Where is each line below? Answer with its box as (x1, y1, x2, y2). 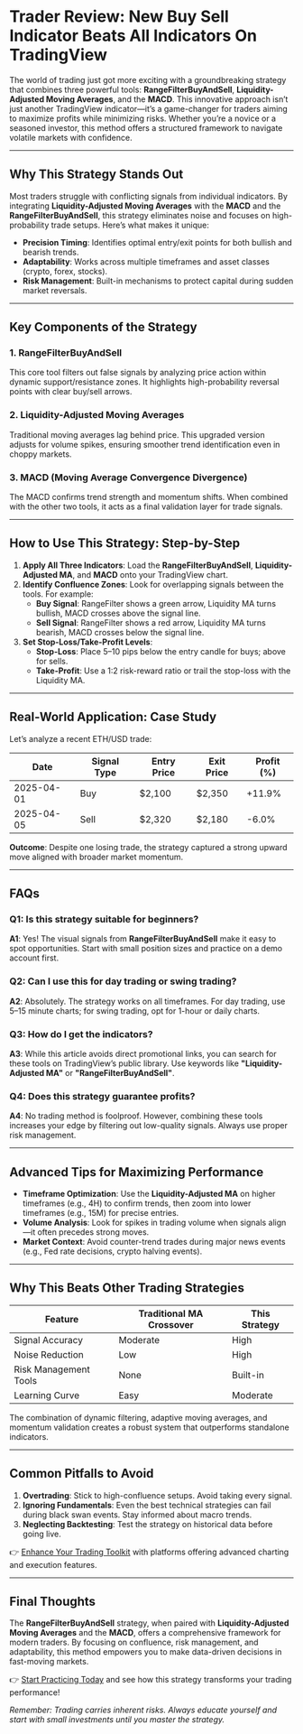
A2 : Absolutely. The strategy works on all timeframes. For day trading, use (9, 996, 286, 1006)
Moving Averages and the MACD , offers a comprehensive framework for (9, 1627, 281, 1638)
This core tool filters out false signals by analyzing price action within (9, 367, 267, 378)
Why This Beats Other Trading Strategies (9, 1280, 245, 1296)
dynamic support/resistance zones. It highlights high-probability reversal (9, 376, 280, 387)
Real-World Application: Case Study (9, 709, 217, 725)
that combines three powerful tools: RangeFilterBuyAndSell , (9, 84, 235, 95)
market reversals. (22, 284, 87, 295)
